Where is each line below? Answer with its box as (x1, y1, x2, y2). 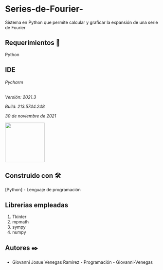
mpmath (12, 219, 29, 224)
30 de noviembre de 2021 (5, 113, 56, 119)
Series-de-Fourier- (5, 3, 84, 15)
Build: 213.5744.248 (5, 103, 45, 110)
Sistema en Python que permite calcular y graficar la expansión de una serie (5, 19, 158, 25)
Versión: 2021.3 (5, 94, 36, 100)
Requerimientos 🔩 (5, 39, 60, 47)
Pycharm (5, 79, 23, 85)
